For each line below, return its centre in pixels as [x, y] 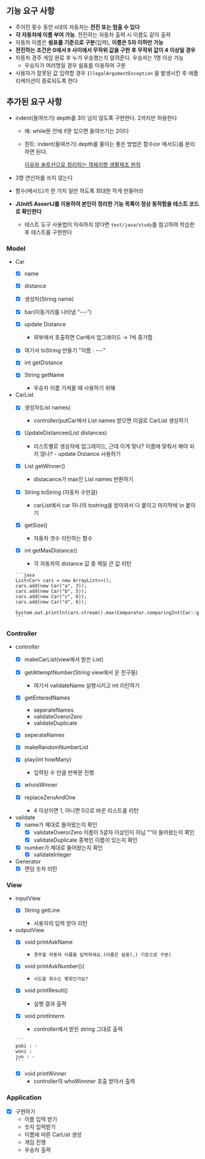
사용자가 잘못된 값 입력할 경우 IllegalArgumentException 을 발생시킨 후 [101, 73]
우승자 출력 [37, 1150]
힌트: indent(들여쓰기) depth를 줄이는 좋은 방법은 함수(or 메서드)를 [104, 144]
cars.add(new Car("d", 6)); [51, 602]
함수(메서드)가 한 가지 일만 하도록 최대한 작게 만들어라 [79, 191]
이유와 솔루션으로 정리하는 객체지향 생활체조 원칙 [82, 164]
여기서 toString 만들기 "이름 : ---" [65, 350]
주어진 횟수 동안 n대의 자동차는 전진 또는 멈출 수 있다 [77, 27]
